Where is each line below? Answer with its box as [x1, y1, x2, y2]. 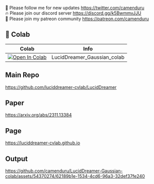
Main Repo [5, 71, 39, 79]
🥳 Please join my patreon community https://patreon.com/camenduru [5, 16, 149, 22]
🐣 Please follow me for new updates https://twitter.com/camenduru [5, 5, 144, 11]
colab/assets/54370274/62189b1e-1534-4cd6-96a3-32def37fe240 [5, 173, 145, 179]
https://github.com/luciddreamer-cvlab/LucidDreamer [5, 84, 117, 90]
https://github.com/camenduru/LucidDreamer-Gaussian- [5, 168, 123, 174]
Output [5, 154, 28, 163]
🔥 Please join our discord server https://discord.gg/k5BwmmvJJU [5, 10, 142, 16]
